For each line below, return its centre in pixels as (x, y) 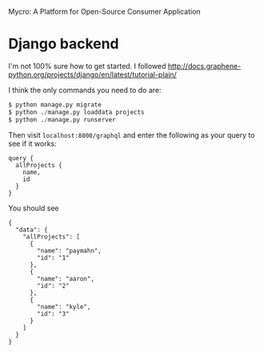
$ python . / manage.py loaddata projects (77, 112)
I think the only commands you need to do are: (85, 90)
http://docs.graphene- (204, 66)
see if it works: (33, 143)
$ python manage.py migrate (55, 104)
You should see (34, 208)
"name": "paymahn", (70, 251)
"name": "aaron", (66, 279)
